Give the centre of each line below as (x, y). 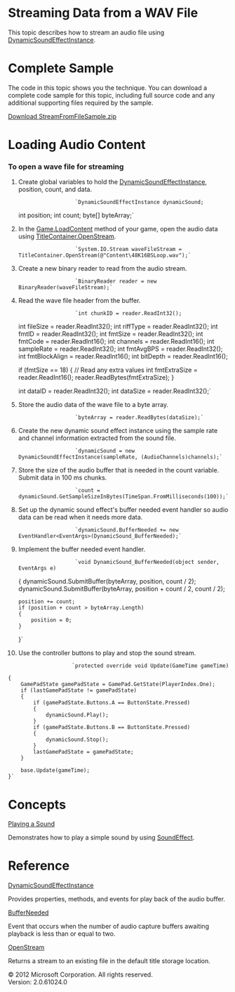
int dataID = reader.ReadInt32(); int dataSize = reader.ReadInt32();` (114, 391)
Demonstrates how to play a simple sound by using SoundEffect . (101, 837)
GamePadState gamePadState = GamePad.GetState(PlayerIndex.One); (118, 684)
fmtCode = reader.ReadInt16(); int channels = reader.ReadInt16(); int (116, 342)
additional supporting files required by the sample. (81, 103)
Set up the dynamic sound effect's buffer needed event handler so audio (123, 510)
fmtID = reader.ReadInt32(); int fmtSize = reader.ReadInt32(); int (110, 334)
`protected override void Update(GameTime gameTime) (150, 666)
